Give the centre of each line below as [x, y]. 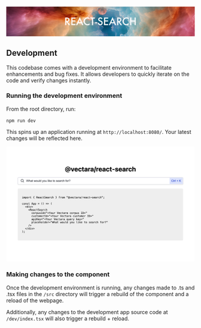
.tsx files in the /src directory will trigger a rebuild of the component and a [98, 294]
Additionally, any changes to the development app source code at [87, 312]
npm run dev [21, 121]
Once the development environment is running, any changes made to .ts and [100, 287]
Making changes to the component [58, 275]
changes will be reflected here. [44, 138]
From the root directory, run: [41, 109]
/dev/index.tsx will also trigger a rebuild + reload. [68, 318]
